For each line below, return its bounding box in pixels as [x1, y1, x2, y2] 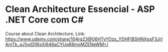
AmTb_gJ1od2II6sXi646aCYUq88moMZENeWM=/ [5, 41, 109, 47]
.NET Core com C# [5, 14, 84, 25]
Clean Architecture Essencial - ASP [5, 3, 155, 15]
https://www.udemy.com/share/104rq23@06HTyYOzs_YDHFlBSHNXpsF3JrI [5, 36, 163, 42]
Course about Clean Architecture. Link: [5, 30, 86, 36]
